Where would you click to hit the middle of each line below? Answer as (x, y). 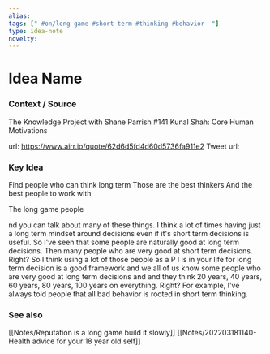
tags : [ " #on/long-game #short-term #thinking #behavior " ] (114, 24)
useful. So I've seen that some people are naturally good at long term (124, 242)
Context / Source (43, 104)
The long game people (46, 209)
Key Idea (26, 167)
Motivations (28, 130)
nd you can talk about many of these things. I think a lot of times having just (135, 225)
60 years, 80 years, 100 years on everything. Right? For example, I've (124, 286)
